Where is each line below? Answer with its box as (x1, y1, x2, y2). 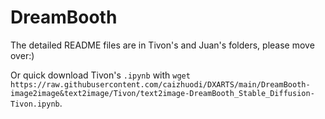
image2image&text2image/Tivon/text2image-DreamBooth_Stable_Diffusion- (10, 88, 315, 98)
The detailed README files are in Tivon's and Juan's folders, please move (10, 39, 315, 51)
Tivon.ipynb (10, 99, 60, 109)
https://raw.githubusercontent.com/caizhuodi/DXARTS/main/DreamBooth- (10, 79, 311, 90)
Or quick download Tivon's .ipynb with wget (10, 69, 191, 81)
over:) (10, 49, 35, 61)
